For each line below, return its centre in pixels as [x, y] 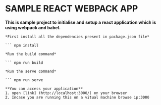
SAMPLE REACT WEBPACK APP [72, 9]
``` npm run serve [24, 80]
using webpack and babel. [33, 27]
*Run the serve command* [31, 71]
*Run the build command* [31, 54]
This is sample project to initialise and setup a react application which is [80, 22]
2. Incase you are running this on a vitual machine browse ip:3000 [77, 97]
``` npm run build [24, 62]
